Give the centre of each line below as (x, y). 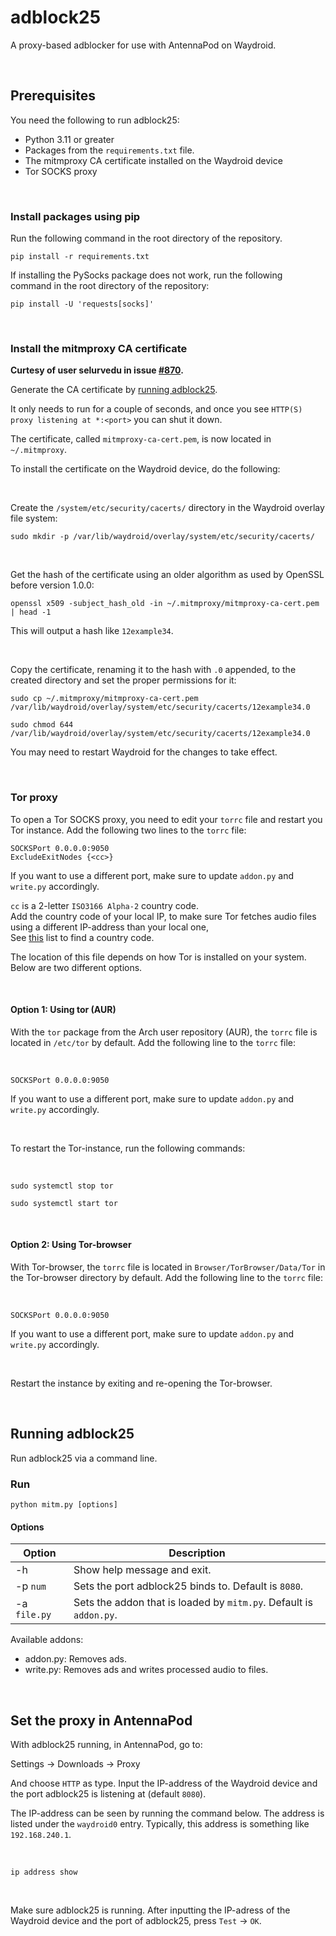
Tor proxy (34, 798)
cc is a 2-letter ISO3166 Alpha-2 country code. (105, 905)
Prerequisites (53, 96)
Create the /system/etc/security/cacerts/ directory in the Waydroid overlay (167, 508)
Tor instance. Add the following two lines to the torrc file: (128, 830)
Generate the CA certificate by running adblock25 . (114, 390)
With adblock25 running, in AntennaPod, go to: (106, 1745)
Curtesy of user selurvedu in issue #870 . (97, 370)
